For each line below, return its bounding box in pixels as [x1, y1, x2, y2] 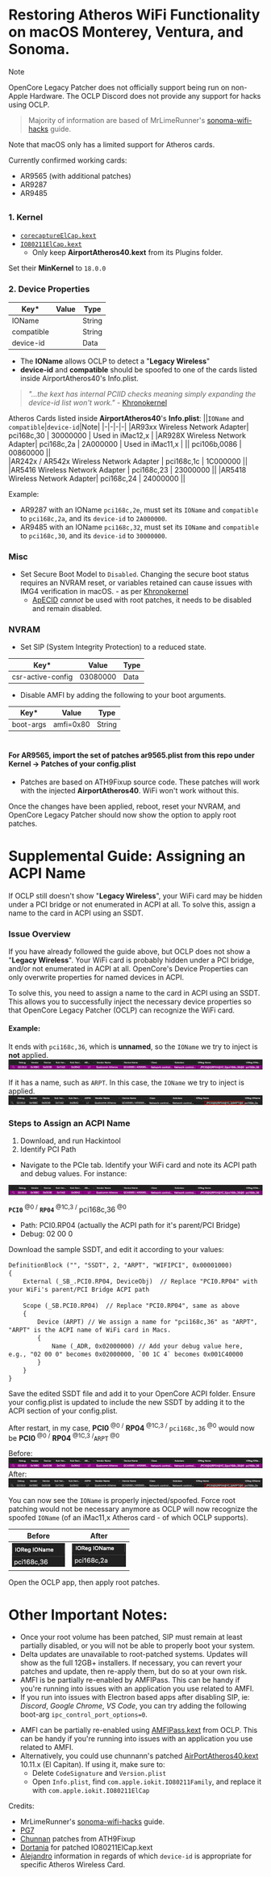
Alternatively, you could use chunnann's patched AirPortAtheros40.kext [19, 1751, 259, 1761]
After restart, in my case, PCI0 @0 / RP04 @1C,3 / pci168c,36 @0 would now [8, 1422, 256, 1433]
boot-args [11, 720, 47, 729]
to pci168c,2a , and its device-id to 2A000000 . [19, 513, 168, 523]
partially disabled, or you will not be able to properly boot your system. [19, 1641, 256, 1650]
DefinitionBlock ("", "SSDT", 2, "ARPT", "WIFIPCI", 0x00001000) [8, 1261, 232, 1270]
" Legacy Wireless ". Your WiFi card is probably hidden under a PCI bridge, [8, 955, 255, 965]
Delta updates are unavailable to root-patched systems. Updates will [19, 1650, 248, 1659]
